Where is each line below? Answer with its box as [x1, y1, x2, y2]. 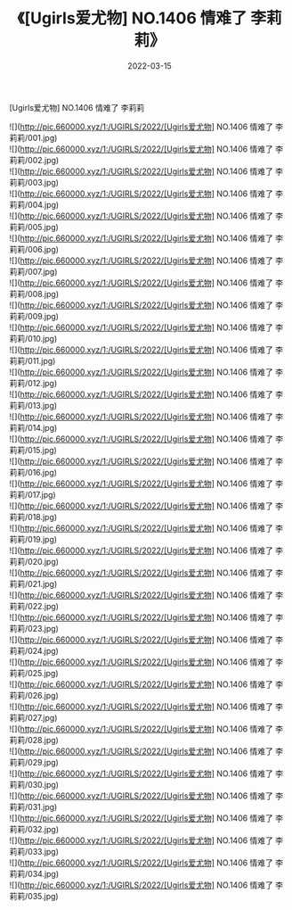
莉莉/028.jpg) [9, 734, 60, 745]
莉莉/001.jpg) [9, 132, 58, 143]
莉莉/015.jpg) [9, 444, 58, 455]
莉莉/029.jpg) [9, 757, 60, 767]
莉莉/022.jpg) [9, 600, 60, 611]
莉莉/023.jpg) [9, 623, 60, 633]
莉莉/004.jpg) [9, 199, 60, 210]
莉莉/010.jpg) [9, 333, 58, 343]
